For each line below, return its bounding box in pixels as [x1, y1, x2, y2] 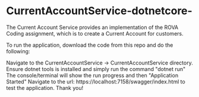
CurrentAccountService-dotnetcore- [6, 4, 193, 18]
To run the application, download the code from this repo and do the [6, 41, 173, 48]
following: [6, 47, 30, 54]
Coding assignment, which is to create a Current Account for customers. [6, 30, 184, 37]
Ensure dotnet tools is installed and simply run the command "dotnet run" [6, 65, 186, 72]
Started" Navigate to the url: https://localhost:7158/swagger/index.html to [6, 78, 185, 85]
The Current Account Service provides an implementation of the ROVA [6, 24, 179, 31]
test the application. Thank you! [6, 84, 84, 91]
